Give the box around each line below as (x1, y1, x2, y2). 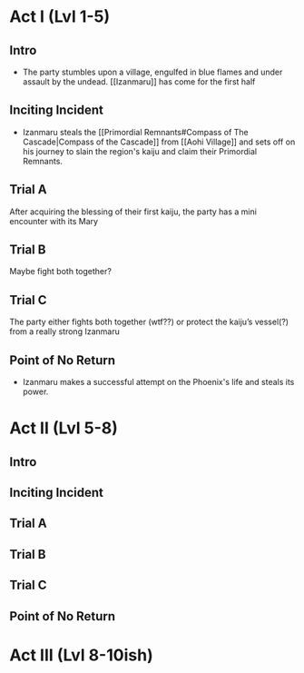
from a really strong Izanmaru (9, 326, 120, 337)
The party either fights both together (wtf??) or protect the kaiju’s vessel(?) (9, 316, 289, 328)
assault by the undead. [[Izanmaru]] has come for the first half (22, 76, 256, 87)
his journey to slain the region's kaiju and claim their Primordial (22, 145, 257, 156)
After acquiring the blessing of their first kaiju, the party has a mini (9, 206, 257, 217)
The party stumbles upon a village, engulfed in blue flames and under (22, 66, 283, 77)
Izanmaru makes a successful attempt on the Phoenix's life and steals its (22, 377, 295, 388)
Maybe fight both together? (9, 266, 112, 277)
